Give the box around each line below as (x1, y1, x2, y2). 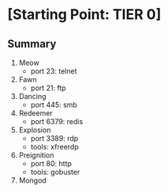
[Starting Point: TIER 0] (7, 6, 162, 24)
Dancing (18, 92, 47, 100)
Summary (7, 37, 57, 51)
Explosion (18, 125, 51, 134)
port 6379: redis (30, 117, 84, 126)
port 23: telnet (30, 66, 77, 76)
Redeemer (18, 108, 53, 118)
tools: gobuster (30, 168, 80, 176)
